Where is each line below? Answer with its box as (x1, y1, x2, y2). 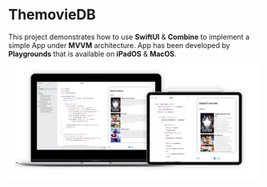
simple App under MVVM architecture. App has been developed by (8, 40, 230, 50)
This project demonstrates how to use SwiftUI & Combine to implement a (8, 32, 250, 42)
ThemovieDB (8, 6, 96, 24)
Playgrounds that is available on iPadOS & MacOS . (8, 49, 177, 58)
